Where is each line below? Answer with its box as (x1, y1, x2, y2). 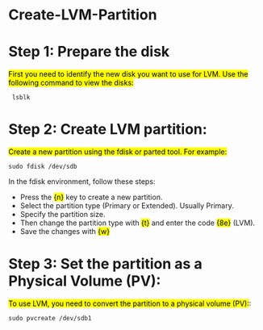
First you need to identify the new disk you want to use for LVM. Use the (8, 69, 248, 79)
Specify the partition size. (19, 210, 106, 219)
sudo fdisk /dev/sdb (8, 163, 78, 171)
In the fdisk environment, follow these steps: (8, 177, 156, 186)
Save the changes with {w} (19, 227, 111, 236)
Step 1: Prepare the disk (8, 43, 170, 61)
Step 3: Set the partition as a (8, 255, 203, 274)
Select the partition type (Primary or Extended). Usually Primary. (19, 201, 234, 211)
